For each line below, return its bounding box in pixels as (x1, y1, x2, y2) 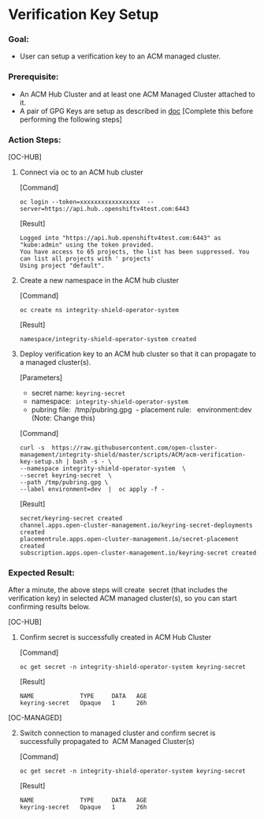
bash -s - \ (73, 458, 112, 466)
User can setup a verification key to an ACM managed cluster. (19, 51, 221, 61)
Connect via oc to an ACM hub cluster (19, 167, 143, 177)
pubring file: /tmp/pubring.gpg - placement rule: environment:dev (31, 405, 252, 415)
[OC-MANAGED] (8, 713, 62, 723)
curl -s (19, 444, 45, 452)
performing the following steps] (19, 115, 122, 124)
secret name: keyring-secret (31, 389, 126, 398)
